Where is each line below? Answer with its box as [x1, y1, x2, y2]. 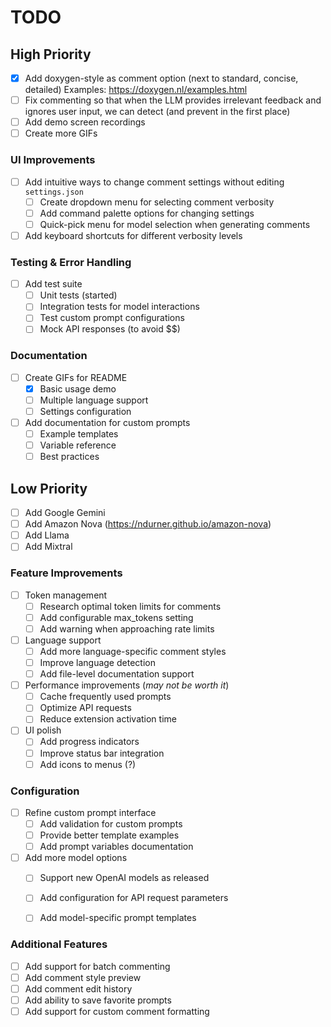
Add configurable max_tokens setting [39, 611, 194, 623]
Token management [24, 589, 108, 601]
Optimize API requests [39, 702, 132, 714]
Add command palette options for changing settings [39, 207, 255, 219]
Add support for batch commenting [24, 960, 171, 972]
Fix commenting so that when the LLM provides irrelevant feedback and [24, 94, 322, 106]
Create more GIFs [24, 127, 98, 140]
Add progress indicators [39, 736, 140, 748]
